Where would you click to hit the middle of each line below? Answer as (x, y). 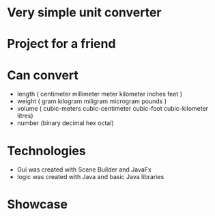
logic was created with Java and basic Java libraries (90, 177)
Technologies (47, 151)
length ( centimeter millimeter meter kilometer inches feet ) (100, 94)
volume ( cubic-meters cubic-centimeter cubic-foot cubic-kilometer (113, 109)
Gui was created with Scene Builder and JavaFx (84, 170)
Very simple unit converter (84, 13)
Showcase (38, 205)
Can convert (43, 75)
